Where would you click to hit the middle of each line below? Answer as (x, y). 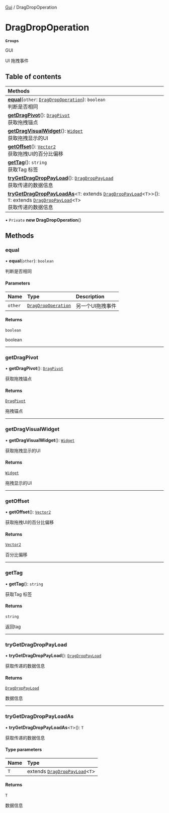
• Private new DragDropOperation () (43, 220)
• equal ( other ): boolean (29, 261)
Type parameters (24, 750)
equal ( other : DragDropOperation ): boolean (57, 99)
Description (90, 296)
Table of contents (33, 77)
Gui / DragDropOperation (31, 7)
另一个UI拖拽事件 (96, 306)
